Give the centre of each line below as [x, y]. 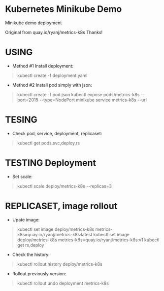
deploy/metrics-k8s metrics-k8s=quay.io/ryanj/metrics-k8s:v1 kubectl [88, 240]
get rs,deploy [31, 245]
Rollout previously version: [39, 273]
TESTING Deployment [50, 163]
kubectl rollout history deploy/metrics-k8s [60, 264]
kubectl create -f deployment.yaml [52, 75]
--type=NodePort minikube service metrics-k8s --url [93, 100]
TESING [21, 120]
